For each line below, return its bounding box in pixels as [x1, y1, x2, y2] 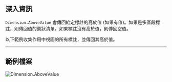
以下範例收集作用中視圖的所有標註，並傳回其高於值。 [5, 36, 118, 42]
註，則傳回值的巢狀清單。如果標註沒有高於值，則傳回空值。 [5, 25, 131, 31]
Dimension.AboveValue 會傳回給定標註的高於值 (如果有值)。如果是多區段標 [5, 19, 160, 25]
